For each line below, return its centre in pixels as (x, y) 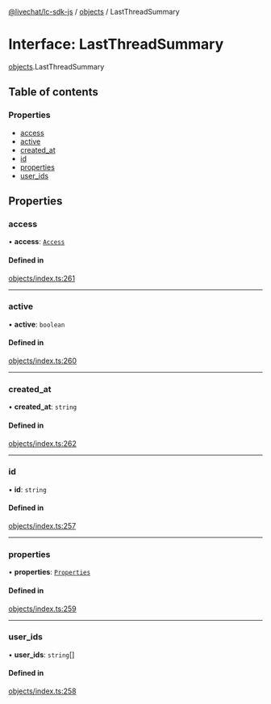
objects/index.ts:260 (43, 361)
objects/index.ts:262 (42, 443)
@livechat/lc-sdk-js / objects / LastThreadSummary (94, 12)
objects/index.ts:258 (42, 691)
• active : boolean (37, 324)
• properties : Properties (50, 572)
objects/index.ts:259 (42, 609)
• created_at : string (43, 407)
